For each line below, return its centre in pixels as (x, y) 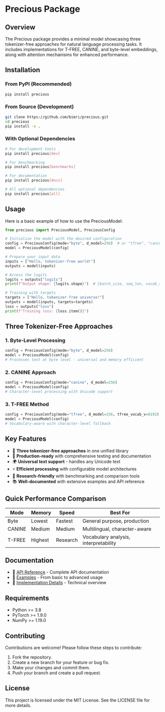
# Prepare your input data (33, 257)
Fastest (64, 521)
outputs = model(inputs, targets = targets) (49, 302)
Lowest (40, 521)
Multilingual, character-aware (117, 529)
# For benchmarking (25, 162)
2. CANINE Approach (30, 372)
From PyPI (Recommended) (39, 84)
